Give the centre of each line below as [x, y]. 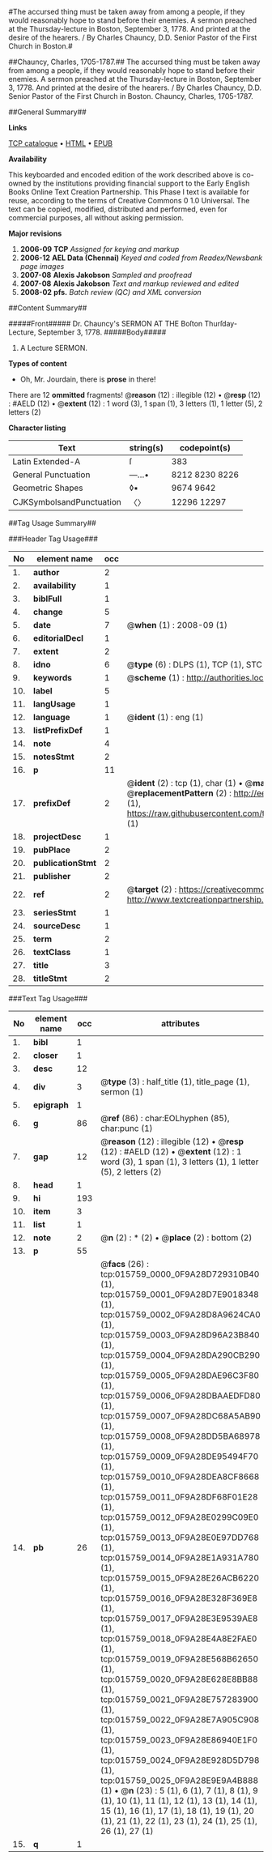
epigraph [51, 1105]
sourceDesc [57, 926]
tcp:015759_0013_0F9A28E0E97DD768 [180, 1537]
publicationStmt [65, 863]
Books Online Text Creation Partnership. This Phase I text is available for [129, 192]
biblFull [48, 599]
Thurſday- [221, 324]
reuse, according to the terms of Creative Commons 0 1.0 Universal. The [129, 201]
